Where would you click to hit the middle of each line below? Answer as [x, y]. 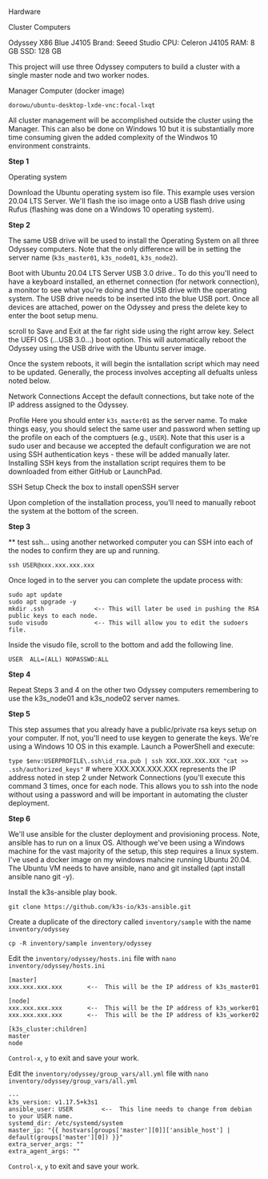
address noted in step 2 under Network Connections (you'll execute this [127, 777]
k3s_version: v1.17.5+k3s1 [53, 1102]
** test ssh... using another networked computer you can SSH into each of [131, 542]
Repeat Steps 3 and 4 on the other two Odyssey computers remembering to [133, 690]
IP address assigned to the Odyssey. [69, 405]
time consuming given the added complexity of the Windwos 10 [113, 137]
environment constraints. [49, 146]
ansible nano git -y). [41, 876]
